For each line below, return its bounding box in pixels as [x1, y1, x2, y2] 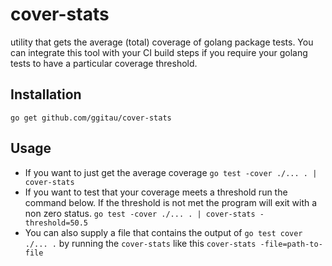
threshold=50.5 [24, 218, 89, 228]
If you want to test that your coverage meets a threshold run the [24, 186, 288, 198]
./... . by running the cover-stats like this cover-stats [24, 237, 257, 249]
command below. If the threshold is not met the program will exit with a [24, 196, 318, 208]
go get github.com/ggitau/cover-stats [10, 113, 172, 123]
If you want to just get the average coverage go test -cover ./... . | [24, 166, 318, 178]
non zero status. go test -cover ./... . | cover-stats [24, 207, 256, 219]
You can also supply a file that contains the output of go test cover [24, 226, 303, 238]
